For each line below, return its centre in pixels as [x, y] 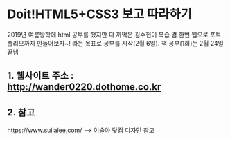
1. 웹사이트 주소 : [41, 76]
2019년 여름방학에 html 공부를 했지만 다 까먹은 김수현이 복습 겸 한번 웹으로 [108, 35]
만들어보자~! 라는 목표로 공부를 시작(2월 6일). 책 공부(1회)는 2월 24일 [130, 43]
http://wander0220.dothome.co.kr [84, 87]
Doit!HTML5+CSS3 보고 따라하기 [99, 14]
